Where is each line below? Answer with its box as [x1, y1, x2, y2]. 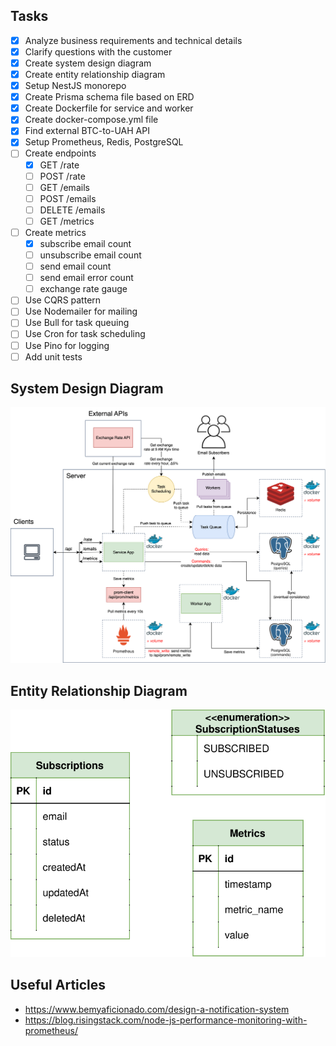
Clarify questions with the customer [24, 45, 173, 58]
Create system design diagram [24, 57, 152, 69]
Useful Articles [10, 977, 107, 994]
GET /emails [39, 181, 90, 193]
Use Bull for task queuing [24, 317, 130, 329]
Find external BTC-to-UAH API [24, 125, 150, 137]
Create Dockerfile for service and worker [24, 102, 194, 114]
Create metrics [24, 226, 87, 238]
